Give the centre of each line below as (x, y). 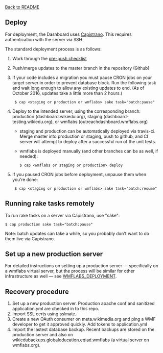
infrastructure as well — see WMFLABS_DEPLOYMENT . (61, 276)
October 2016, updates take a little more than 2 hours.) (67, 93)
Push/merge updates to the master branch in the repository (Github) (81, 68)
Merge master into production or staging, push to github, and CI (84, 136)
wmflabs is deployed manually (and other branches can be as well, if (89, 151)
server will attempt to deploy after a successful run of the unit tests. (88, 141)
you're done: (25, 179)
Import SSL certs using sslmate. (44, 314)
